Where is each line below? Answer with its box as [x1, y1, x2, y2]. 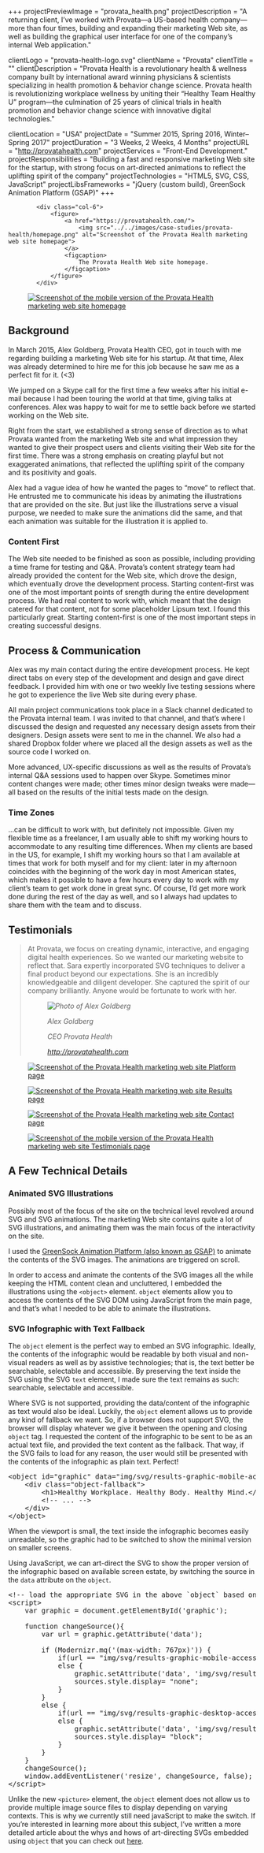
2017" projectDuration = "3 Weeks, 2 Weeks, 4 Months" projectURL [31, 138, 250, 147]
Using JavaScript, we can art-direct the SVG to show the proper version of [8, 1558, 249, 1568]
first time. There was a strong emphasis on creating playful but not [8, 451, 224, 460]
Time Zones [8, 807, 55, 818]
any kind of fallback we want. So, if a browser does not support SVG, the [8, 1415, 244, 1425]
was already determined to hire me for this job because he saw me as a [8, 362, 240, 371]
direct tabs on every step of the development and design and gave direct [8, 673, 244, 683]
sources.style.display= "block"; [74, 1732, 203, 1741]
